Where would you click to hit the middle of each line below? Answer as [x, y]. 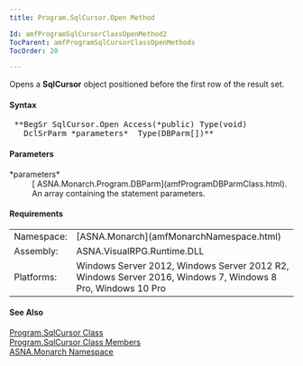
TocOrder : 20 [34, 50]
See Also [26, 313]
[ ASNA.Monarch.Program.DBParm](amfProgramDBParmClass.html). [160, 183]
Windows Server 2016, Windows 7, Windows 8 [177, 277]
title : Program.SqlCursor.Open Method [82, 18]
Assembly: [36, 251]
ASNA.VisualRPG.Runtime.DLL [140, 251]
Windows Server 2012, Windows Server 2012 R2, [183, 265]
